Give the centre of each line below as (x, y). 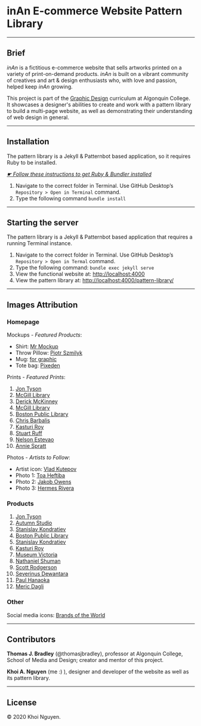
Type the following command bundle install (70, 198)
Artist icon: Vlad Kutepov (46, 469)
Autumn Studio (34, 523)
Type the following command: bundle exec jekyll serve (85, 268)
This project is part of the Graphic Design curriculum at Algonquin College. (98, 98)
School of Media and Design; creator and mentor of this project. (85, 660)
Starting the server (43, 222)
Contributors (31, 640)
